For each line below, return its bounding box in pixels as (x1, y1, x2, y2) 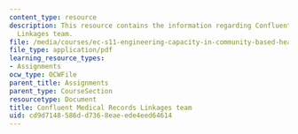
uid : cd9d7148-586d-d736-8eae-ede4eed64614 (9, 111, 173, 120)
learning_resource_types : (9, 54, 105, 63)
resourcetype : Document (9, 94, 98, 104)
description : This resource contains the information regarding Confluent (9, 21, 292, 30)
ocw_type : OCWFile (9, 71, 77, 79)
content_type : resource (9, 12, 98, 22)
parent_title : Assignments (9, 78, 109, 87)
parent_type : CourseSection (9, 86, 114, 95)
